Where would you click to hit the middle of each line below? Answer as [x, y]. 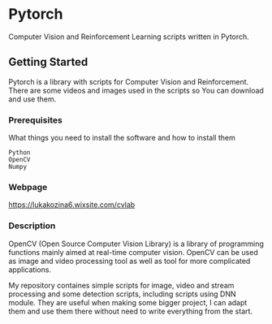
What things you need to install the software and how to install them [122, 138]
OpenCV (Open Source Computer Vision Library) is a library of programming [136, 244]
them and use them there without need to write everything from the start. [131, 311]
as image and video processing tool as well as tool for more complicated [130, 261]
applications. [30, 270]
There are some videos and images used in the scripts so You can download [136, 90]
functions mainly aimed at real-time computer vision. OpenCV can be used [133, 252]
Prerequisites [35, 120]
